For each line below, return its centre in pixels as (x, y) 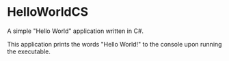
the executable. (29, 51)
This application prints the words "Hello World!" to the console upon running (114, 44)
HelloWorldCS (48, 12)
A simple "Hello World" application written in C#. (76, 31)
